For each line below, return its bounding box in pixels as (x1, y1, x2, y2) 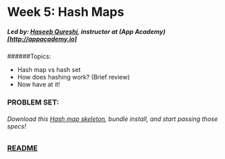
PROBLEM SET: (7, 97, 60, 107)
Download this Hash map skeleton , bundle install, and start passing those (7, 115, 218, 123)
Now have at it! (17, 80, 60, 88)
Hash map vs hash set (17, 66, 81, 74)
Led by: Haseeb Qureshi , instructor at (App (7, 27, 134, 35)
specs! (7, 122, 26, 130)
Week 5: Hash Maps (7, 4, 125, 20)
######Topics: (7, 53, 51, 61)
